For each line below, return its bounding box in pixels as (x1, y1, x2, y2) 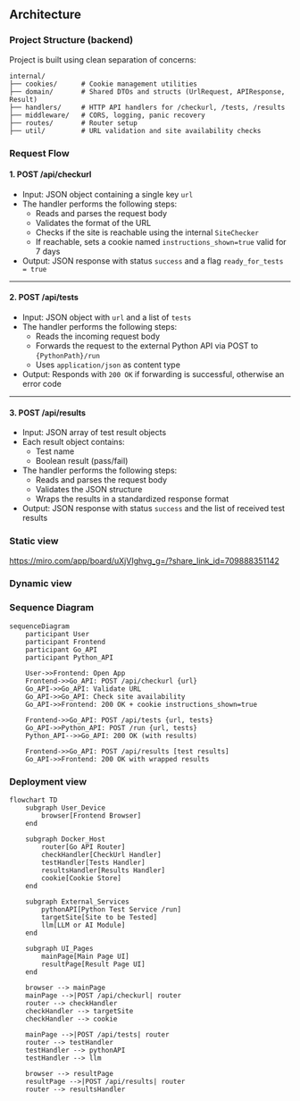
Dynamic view (9, 577, 72, 590)
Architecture (9, 7, 82, 22)
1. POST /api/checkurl (9, 169, 92, 180)
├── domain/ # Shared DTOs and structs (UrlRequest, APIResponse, (9, 87, 286, 97)
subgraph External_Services (25, 897, 129, 906)
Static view (9, 535, 59, 548)
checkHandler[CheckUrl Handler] (41, 851, 162, 860)
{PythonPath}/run (35, 352, 101, 361)
